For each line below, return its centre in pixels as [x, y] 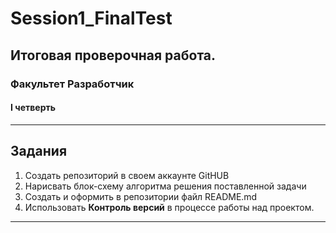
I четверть [33, 108]
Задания [39, 151]
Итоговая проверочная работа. [113, 55]
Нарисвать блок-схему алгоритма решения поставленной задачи [165, 186]
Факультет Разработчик [72, 84]
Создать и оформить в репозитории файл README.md [141, 196]
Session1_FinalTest [91, 18]
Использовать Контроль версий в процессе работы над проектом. [169, 207]
